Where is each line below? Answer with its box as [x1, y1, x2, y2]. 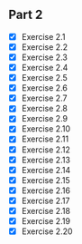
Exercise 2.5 [21, 73, 68, 83]
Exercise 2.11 [21, 133, 69, 144]
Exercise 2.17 [21, 195, 70, 206]
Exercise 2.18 [21, 205, 71, 216]
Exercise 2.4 [21, 63, 68, 73]
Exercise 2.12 [21, 144, 71, 155]
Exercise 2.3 [21, 52, 68, 63]
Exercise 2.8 [21, 103, 68, 114]
